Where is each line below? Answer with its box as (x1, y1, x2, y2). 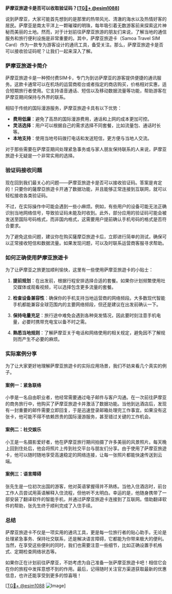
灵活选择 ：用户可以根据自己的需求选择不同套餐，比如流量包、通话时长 (12, 122, 161, 129)
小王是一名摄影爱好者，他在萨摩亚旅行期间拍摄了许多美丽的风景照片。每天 (5, 439, 162, 445)
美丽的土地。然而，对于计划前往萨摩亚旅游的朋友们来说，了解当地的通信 (14, 29, 167, 35)
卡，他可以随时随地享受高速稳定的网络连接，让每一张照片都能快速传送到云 (5, 452, 162, 458)
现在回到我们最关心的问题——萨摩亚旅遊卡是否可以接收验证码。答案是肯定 (5, 179, 162, 186)
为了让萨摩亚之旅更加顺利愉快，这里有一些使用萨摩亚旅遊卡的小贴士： (5, 266, 154, 273)
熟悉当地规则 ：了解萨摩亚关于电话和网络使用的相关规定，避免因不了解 (12, 329, 161, 336)
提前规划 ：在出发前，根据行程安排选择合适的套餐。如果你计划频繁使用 (12, 277, 161, 283)
